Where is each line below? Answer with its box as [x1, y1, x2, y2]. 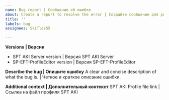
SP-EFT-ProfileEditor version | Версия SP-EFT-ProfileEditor [12, 59, 136, 65]
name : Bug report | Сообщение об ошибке [5, 7, 92, 12]
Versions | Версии [5, 44, 45, 50]
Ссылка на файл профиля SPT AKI [5, 89, 78, 95]
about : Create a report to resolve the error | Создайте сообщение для [5, 12, 158, 17]
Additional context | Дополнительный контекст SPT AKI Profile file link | [5, 83, 160, 90]
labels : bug [5, 21, 30, 26]
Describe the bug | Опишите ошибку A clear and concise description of [5, 68, 157, 75]
